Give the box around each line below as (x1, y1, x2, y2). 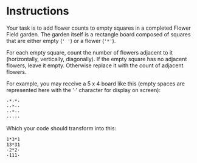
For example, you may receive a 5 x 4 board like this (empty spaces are (6, 80, 185, 87)
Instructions (6, 4, 69, 18)
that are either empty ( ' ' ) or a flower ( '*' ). (6, 37, 116, 44)
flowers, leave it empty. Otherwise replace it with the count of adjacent (6, 62, 184, 69)
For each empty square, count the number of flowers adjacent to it (6, 48, 173, 56)
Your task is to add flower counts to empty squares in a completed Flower (6, 24, 192, 32)
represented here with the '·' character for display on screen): (6, 86, 161, 93)
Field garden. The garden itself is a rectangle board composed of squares (6, 30, 191, 38)
